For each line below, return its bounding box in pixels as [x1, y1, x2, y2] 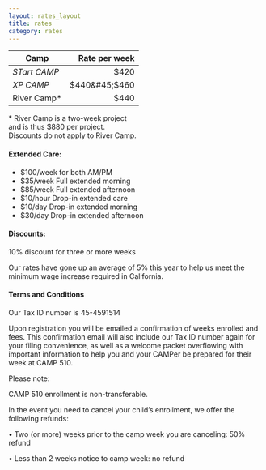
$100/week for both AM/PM [19, 167, 113, 177]
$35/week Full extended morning [19, 176, 131, 186]
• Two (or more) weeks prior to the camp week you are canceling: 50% [8, 429, 246, 438]
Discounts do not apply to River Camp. [8, 130, 137, 140]
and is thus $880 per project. [8, 122, 106, 132]
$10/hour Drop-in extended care [19, 193, 128, 203]
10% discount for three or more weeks [8, 246, 136, 256]
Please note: [8, 374, 50, 383]
